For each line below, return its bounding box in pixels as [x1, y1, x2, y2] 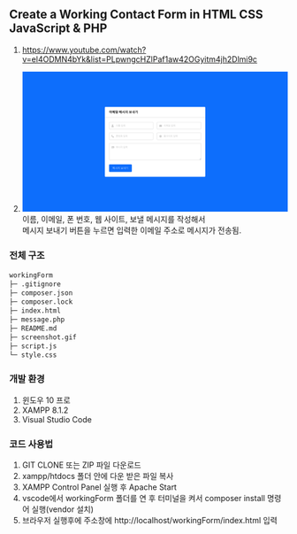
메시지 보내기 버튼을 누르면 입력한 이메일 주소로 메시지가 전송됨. [21, 225, 241, 236]
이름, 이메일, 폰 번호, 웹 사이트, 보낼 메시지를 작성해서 [21, 214, 206, 225]
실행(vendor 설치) [31, 504, 95, 515]
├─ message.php [9, 315, 65, 324]
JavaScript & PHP [9, 21, 108, 36]
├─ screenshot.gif [9, 333, 77, 342]
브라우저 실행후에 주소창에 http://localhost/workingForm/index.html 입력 [21, 515, 278, 525]
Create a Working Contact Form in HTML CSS [9, 7, 263, 22]
